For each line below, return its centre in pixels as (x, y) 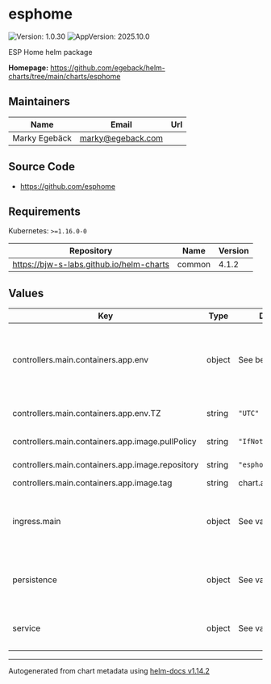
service (27, 628)
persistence (35, 580)
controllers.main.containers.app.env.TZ (87, 413)
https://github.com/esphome (67, 186)
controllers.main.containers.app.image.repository (106, 465)
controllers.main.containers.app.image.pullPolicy (104, 442)
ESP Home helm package (50, 52)
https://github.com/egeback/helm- (108, 67)
